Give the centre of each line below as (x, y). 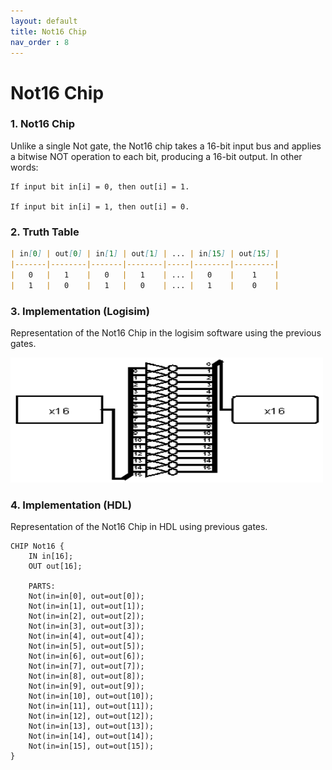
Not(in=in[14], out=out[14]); (91, 736)
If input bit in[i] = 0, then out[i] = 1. (100, 186)
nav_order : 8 (40, 42)
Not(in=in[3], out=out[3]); (86, 626)
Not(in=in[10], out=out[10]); (91, 696)
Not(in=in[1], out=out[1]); (86, 606)
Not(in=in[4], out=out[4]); (86, 636)
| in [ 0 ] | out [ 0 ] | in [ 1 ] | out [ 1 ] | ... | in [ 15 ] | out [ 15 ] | (145, 254)
